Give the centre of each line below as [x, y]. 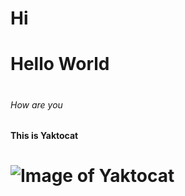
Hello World [60, 64]
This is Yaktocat [44, 136]
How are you [36, 104]
